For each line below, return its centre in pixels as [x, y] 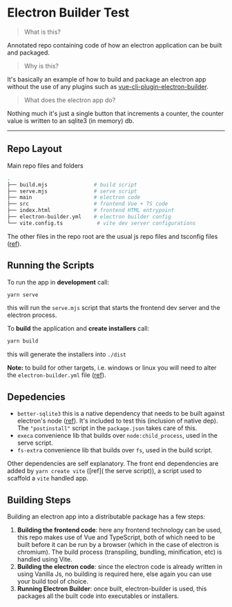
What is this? [42, 32]
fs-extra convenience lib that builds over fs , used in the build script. [115, 450]
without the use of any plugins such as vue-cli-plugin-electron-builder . [108, 86]
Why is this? [41, 66]
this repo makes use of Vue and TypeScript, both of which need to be [116, 537]
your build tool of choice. [52, 581]
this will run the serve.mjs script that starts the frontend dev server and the [114, 308]
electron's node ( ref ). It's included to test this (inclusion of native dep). [118, 421]
